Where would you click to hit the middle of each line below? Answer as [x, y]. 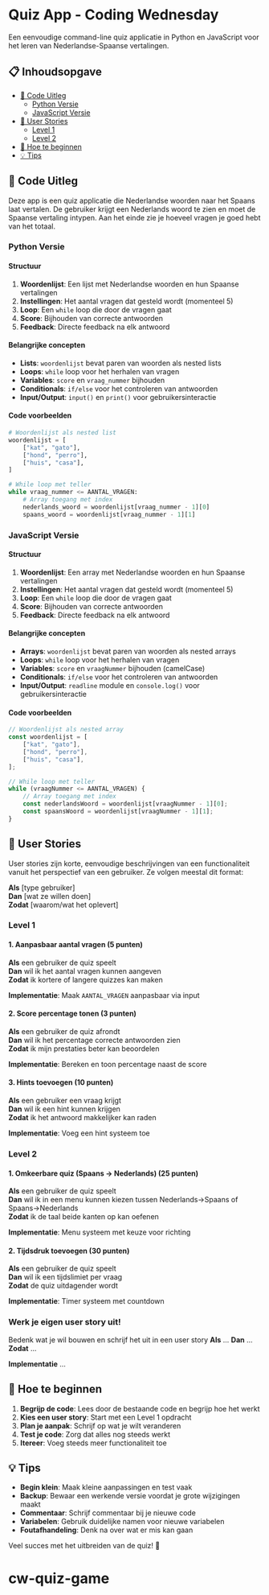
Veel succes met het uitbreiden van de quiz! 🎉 [84, 1546]
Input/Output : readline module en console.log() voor [110, 686]
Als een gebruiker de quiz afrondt [64, 1031]
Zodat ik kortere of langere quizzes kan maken [86, 979]
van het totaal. [32, 226]
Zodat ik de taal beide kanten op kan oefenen [84, 1217]
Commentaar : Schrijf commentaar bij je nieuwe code [108, 1513]
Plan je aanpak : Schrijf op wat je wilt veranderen [100, 1425]
